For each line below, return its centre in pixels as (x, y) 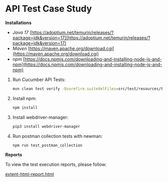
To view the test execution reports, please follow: (56, 164)
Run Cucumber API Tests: (39, 79)
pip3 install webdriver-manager (46, 126)
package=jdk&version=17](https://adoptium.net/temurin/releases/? (81, 38)
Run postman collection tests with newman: (57, 136)
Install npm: (24, 98)
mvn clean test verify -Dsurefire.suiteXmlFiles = (65, 88)
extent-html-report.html (30, 174)
